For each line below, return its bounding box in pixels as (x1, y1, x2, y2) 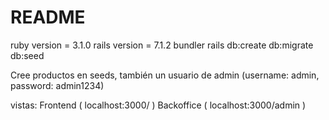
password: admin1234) (10, 79, 105, 91)
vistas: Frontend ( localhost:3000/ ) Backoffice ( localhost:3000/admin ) (10, 99, 307, 111)
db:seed (10, 49, 45, 61)
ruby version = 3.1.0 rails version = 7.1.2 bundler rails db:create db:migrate (10, 39, 314, 51)
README (10, 6, 86, 29)
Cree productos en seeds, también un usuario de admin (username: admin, (10, 69, 320, 81)
